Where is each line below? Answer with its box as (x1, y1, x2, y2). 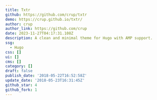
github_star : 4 (5, 82, 37, 87)
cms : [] (5, 59, 22, 64)
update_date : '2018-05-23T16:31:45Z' (5, 78, 85, 83)
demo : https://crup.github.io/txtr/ (5, 17, 83, 22)
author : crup (5, 21, 33, 27)
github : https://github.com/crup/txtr (5, 12, 87, 17)
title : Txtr (5, 7, 30, 13)
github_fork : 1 (5, 87, 37, 92)
